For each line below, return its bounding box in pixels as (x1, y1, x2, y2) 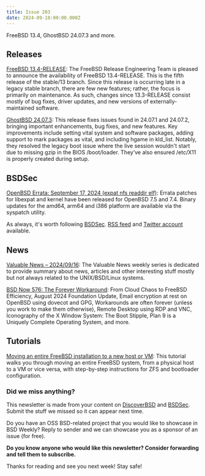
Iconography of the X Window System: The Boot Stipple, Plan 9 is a (6, 311, 176, 319)
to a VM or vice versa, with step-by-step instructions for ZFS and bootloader (6, 365, 199, 373)
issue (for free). (6, 433, 46, 440)
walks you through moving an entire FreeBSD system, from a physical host (6, 359, 195, 366)
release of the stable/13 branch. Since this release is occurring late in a (6, 78, 185, 86)
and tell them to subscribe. (6, 451, 76, 458)
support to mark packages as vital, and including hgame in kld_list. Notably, (6, 136, 197, 143)
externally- (149, 98, 177, 105)
